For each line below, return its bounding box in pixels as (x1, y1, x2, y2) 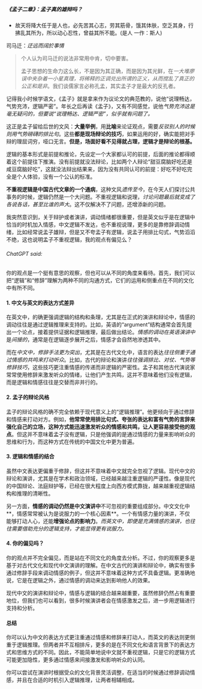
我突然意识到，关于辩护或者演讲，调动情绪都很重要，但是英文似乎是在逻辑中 (6, 213, 195, 220)
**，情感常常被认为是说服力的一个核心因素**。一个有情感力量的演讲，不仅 (6, 510, 191, 517)
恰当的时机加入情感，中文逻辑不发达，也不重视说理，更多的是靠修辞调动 (6, 220, 185, 228)
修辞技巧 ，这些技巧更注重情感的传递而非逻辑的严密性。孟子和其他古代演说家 (6, 364, 195, 371)
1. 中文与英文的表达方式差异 (6, 299, 75, 306)
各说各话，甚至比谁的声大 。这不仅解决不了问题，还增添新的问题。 (6, 201, 169, 208)
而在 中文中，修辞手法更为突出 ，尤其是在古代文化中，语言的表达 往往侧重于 (6, 349, 190, 356)
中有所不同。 (6, 285, 38, 292)
